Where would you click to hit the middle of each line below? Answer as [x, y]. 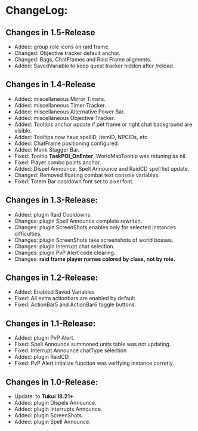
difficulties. [28, 233]
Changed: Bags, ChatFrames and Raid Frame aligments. [83, 59]
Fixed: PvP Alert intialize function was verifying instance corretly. [94, 363]
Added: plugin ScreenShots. [49, 415]
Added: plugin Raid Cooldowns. [53, 214]
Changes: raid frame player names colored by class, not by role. [95, 259]
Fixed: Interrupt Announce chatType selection [70, 350]
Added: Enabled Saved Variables [54, 292]
